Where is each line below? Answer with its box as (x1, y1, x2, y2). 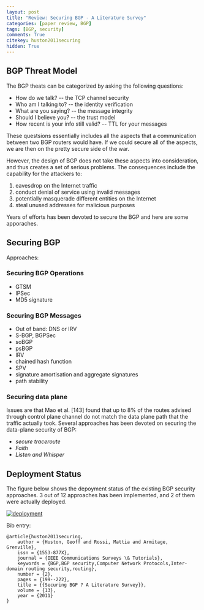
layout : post (6, 9, 40, 15)
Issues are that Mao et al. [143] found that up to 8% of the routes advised (6, 406, 192, 414)
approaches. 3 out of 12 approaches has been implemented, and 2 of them (6, 492, 195, 499)
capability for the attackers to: (6, 170, 83, 177)
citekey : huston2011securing (6, 37, 81, 44)
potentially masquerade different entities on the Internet (15, 194, 156, 202)
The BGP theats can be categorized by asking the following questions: (6, 82, 184, 90)
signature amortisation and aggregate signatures (15, 371, 138, 378)
